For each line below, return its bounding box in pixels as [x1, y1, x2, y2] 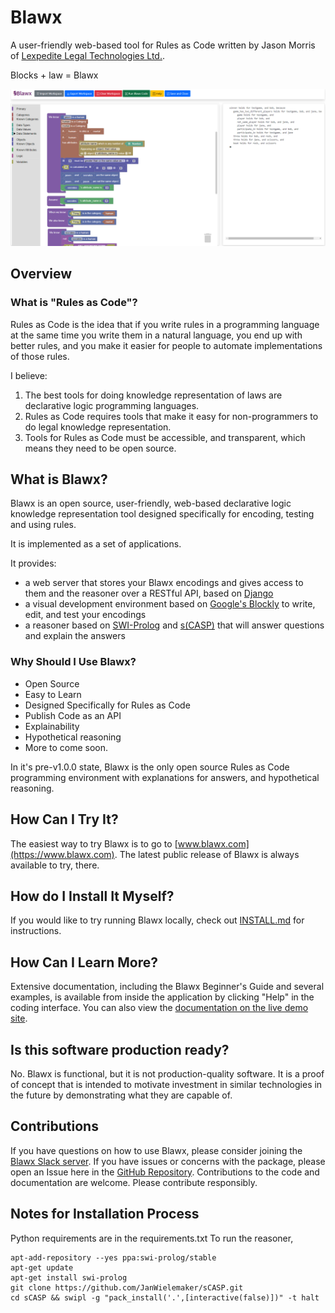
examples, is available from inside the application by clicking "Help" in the [10, 991, 315, 1003]
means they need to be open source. [24, 442, 177, 454]
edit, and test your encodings [24, 609, 147, 621]
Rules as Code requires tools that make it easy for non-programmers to [24, 410, 319, 422]
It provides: [10, 557, 57, 570]
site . [10, 1012, 28, 1025]
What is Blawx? [10, 471, 108, 488]
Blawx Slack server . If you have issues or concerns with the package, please [10, 1155, 326, 1167]
